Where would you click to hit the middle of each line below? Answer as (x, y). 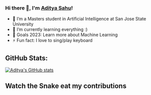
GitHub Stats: (27, 58)
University (23, 24)
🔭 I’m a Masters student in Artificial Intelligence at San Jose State (79, 19)
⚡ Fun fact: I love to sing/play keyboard (53, 40)
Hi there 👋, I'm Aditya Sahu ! (39, 8)
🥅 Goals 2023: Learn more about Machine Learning (65, 35)
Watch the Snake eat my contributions (66, 86)
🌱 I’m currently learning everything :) (50, 29)
